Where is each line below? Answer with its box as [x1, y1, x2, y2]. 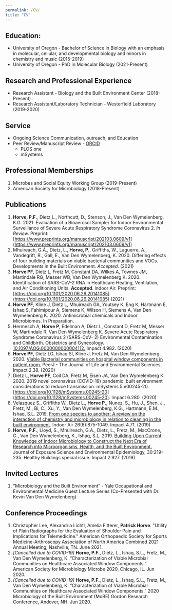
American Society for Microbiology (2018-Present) [12, 185, 120, 191]
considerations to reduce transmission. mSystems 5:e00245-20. [12, 383, 149, 389]
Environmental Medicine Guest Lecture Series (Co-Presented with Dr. [12, 488, 160, 494]
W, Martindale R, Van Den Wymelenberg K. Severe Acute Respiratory [12, 329, 159, 335]
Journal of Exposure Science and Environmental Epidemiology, [12, 448, 146, 455]
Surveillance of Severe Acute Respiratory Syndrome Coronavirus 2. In [12, 225, 161, 231]
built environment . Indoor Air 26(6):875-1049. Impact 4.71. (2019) [12, 421, 150, 427]
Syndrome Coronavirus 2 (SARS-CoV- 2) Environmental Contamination [12, 334, 163, 340]
